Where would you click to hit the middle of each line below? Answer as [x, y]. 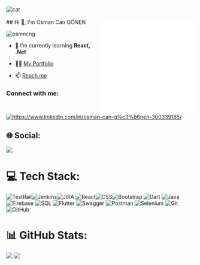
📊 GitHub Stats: [47, 235]
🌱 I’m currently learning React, [53, 45]
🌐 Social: [23, 136]
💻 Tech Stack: [43, 176]
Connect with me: [33, 93]
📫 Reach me [31, 75]
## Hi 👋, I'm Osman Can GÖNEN [46, 22]
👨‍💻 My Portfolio [34, 63]
